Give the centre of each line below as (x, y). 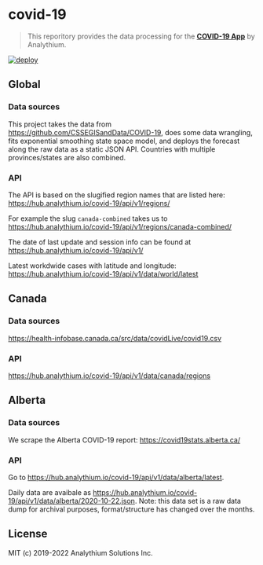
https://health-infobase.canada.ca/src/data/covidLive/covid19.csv (115, 338)
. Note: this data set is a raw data (188, 501)
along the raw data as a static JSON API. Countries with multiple (112, 149)
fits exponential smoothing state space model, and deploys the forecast (124, 141)
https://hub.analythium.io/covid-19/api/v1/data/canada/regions (109, 376)
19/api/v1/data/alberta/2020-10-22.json (72, 501)
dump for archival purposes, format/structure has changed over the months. (131, 509)
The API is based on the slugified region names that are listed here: (117, 195)
